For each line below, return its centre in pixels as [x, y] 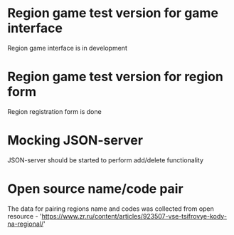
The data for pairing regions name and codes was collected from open [111, 209]
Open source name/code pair [95, 189]
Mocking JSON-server [75, 141]
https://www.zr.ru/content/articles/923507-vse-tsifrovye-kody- [134, 216]
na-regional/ [26, 224]
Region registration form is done [54, 111]
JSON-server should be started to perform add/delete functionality [106, 160]
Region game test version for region [116, 77]
